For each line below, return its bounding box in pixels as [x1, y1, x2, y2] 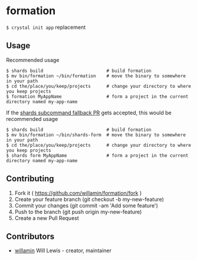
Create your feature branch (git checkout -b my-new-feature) [14, 196, 164, 203]
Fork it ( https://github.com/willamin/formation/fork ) [14, 189, 142, 196]
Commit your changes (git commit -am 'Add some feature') [14, 202, 158, 209]
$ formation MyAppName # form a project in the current [6, 93, 189, 100]
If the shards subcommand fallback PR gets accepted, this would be [6, 109, 172, 116]
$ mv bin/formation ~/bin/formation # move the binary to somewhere [6, 73, 186, 79]
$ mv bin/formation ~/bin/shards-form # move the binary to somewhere [6, 131, 186, 138]
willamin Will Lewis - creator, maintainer [14, 247, 112, 254]
